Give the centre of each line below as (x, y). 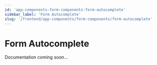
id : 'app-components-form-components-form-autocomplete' (65, 10)
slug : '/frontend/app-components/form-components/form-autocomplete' (79, 19)
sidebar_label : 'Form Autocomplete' (43, 14)
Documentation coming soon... (36, 57)
